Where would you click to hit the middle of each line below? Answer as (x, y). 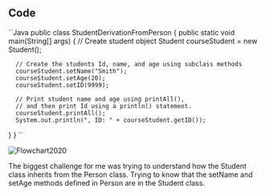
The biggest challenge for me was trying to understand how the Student (128, 166)
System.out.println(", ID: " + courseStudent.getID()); (111, 120)
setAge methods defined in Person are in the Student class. (107, 182)
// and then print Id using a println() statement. (104, 106)
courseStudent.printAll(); (61, 113)
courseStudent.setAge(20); (61, 78)
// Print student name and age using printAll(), (100, 99)
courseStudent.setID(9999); (63, 85)
